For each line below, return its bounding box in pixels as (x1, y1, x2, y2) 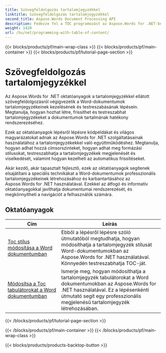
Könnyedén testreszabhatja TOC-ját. (61, 259, 147, 266)
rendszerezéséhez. (5, 119, 44, 125)
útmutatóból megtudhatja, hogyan (61, 235, 140, 242)
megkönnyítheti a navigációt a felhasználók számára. (5, 191, 113, 197)
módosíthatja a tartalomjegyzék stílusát (61, 241, 152, 248)
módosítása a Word (7, 244, 53, 251)
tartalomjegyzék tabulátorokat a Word (61, 274, 149, 281)
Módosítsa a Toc (7, 280, 46, 287)
